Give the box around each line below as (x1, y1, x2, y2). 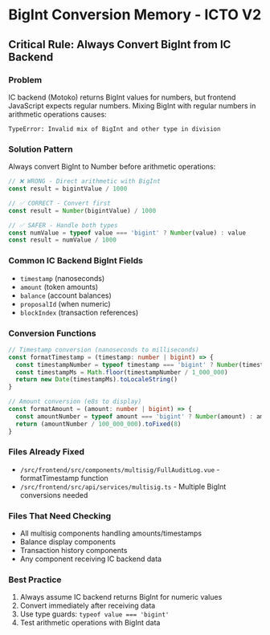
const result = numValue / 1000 (8, 236, 117, 244)
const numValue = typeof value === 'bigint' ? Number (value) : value (8, 229, 247, 237)
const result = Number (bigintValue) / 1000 (8, 206, 157, 214)
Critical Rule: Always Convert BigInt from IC (8, 38, 231, 51)
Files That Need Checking (8, 510, 111, 521)
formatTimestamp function (19, 473, 108, 482)
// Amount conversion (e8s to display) (8, 397, 142, 406)
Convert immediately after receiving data (19, 600, 156, 611)
